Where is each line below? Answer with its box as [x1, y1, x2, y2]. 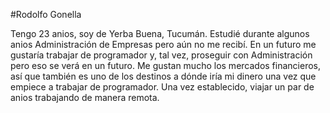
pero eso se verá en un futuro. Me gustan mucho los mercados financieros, [10, 60, 322, 71]
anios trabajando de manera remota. [10, 92, 160, 103]
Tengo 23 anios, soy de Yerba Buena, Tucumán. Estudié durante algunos [10, 28, 310, 39]
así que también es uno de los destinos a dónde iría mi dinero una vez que [10, 70, 317, 82]
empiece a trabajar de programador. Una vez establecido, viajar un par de [10, 81, 315, 93]
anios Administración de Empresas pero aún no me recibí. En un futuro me [10, 39, 317, 50]
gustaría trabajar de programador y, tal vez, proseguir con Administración [10, 49, 313, 61]
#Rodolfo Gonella [10, 9, 82, 20]
